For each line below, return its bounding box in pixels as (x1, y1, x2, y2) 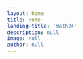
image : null (7, 35, 41, 42)
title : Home (7, 16, 41, 23)
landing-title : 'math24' (7, 22, 78, 29)
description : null (7, 28, 59, 36)
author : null (7, 41, 44, 48)
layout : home (7, 9, 44, 17)
